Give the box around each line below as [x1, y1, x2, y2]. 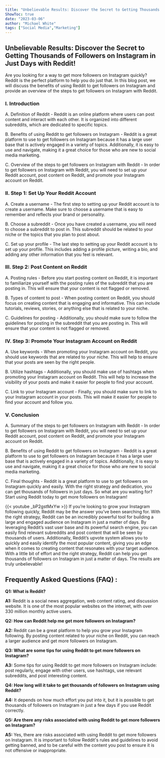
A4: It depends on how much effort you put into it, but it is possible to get [5, 697, 154, 703]
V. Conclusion [5, 411, 39, 418]
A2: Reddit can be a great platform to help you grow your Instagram [5, 628, 143, 633]
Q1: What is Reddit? [5, 589, 46, 595]
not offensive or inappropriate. [5, 748, 67, 754]
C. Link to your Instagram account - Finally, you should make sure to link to [5, 389, 157, 395]
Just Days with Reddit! [5, 59, 76, 67]
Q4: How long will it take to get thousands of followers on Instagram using [5, 682, 160, 688]
